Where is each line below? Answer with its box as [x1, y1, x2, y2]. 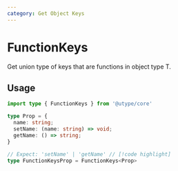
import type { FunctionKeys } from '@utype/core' [7, 100, 153, 107]
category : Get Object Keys [7, 10, 85, 17]
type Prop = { [7, 113, 48, 120]
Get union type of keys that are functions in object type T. [7, 62, 171, 71]
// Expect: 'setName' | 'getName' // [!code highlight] [7, 150, 171, 158]
